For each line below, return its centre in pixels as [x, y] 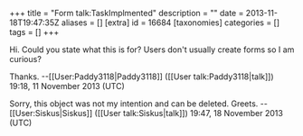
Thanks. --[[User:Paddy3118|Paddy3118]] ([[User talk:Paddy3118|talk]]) [142, 77]
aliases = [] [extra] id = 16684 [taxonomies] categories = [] [171, 23]
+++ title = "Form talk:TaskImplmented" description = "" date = [127, 13]
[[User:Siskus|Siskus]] [51, 113]
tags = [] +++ [34, 32]
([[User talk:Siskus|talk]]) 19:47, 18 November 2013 [189, 113]
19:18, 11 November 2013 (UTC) [67, 86]
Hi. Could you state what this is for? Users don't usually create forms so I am [152, 50]
